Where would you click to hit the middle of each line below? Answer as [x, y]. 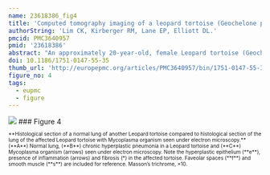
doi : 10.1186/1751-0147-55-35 [59, 61]
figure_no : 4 [30, 75]
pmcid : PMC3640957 [39, 38]
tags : [17, 83]
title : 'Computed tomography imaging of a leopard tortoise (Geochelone [133, 23]
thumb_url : [27, 68]
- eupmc [29, 90]
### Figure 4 [40, 122]
